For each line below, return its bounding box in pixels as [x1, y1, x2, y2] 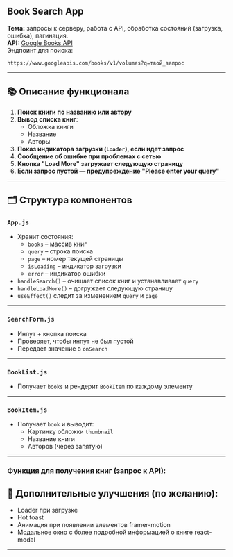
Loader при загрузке [17, 506, 78, 514]
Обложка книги [27, 122, 74, 131]
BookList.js [7, 368, 48, 376]
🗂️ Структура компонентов [7, 194, 132, 206]
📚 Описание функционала [7, 86, 130, 98]
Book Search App [7, 6, 85, 17]
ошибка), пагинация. [7, 31, 69, 40]
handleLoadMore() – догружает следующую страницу [17, 284, 173, 292]
